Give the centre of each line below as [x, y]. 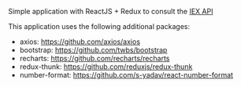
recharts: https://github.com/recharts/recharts [95, 58]
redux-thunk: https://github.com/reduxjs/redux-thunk [106, 67]
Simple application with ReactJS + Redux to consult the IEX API [111, 11]
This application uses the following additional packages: [99, 26]
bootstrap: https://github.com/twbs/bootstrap [93, 50]
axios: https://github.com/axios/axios [80, 42]
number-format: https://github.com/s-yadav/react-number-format [126, 75]
